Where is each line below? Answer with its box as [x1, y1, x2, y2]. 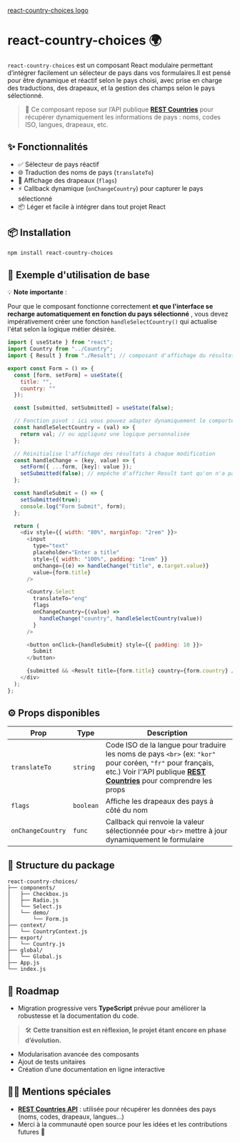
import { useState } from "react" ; [7, 339, 114, 346]
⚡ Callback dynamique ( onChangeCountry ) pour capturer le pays [17, 184, 204, 192]
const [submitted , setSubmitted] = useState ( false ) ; [14, 404, 174, 411]
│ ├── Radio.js [7, 897, 59, 904]
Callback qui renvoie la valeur [106, 817, 205, 827]
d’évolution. [24, 1036, 62, 1045]
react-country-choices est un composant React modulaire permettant [7, 61, 213, 69]
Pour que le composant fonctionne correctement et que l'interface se [7, 302, 214, 311]
